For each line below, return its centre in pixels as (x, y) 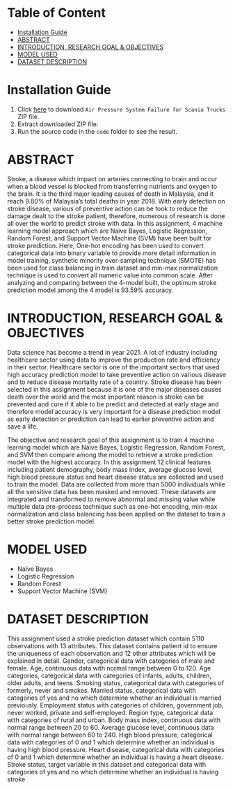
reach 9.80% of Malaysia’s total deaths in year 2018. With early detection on (116, 201)
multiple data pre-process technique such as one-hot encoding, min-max (112, 506)
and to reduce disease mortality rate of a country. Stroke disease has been (114, 382)
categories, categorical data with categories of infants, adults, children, (110, 675)
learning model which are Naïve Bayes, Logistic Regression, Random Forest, (116, 447)
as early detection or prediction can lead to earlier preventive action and (111, 419)
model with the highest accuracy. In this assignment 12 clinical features (109, 462)
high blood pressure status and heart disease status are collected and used (115, 477)
